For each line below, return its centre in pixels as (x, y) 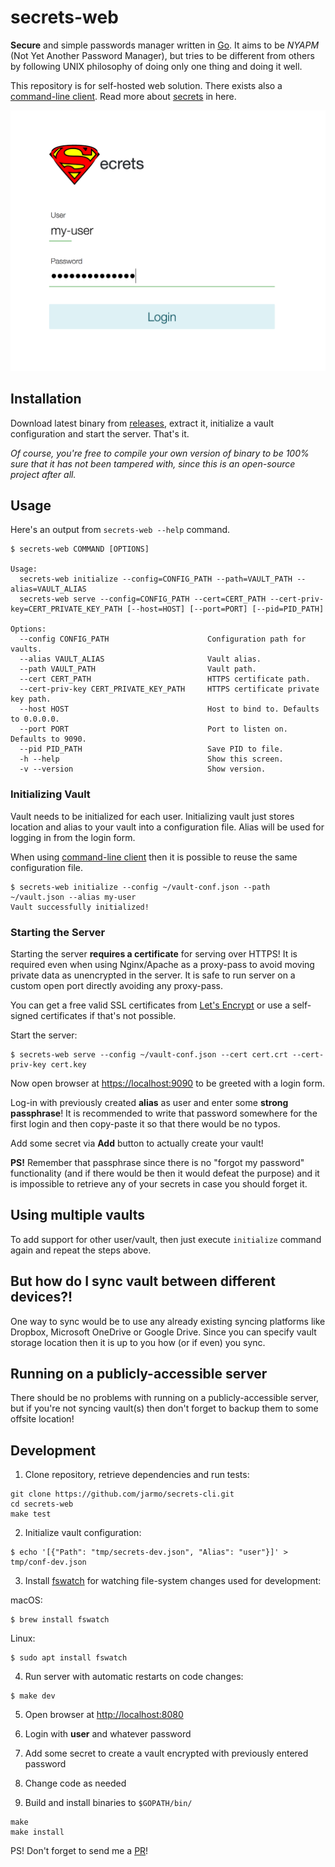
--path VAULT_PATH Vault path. (138, 669)
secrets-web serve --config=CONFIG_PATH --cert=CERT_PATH (143, 599)
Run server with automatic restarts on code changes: (134, 1677)
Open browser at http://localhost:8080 (104, 1715)
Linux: (23, 1638)
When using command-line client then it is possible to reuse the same (154, 857)
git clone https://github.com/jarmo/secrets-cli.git (122, 1494)
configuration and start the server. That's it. (100, 433)
